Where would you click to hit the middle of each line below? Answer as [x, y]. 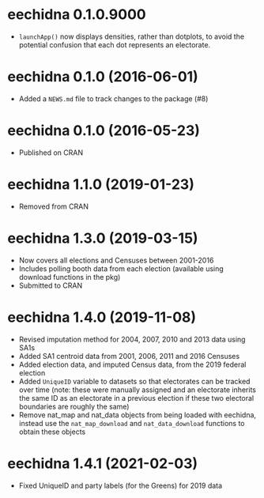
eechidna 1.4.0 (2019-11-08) [102, 317]
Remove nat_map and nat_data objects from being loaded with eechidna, [138, 415]
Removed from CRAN [53, 206]
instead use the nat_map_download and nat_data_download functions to [132, 423]
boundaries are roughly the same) [74, 406]
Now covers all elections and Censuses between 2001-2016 [116, 260]
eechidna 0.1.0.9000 [77, 15]
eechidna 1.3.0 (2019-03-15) [103, 238]
